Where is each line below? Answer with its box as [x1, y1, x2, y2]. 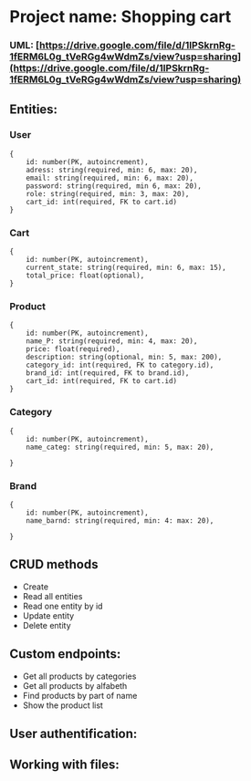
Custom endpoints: [9, 646, 121, 662]
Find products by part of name [22, 690, 138, 701]
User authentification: [9, 726, 138, 741]
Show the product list [22, 700, 103, 711]
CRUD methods [9, 557, 99, 572]
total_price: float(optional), [26, 271, 145, 280]
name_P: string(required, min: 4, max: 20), [26, 337, 198, 346]
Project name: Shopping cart [9, 6, 232, 27]
